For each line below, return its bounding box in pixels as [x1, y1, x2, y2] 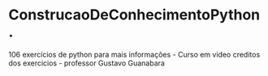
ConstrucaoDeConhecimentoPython [8, 6, 261, 24]
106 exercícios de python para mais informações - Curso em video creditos [8, 49, 261, 59]
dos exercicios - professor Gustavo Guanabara [8, 58, 165, 68]
